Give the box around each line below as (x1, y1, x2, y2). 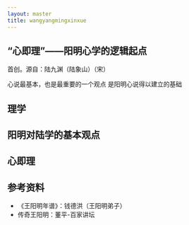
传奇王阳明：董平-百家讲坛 (17, 210, 95, 219)
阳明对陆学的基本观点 (7, 129, 100, 142)
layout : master (7, 10, 52, 18)
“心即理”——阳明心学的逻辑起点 (7, 45, 147, 57)
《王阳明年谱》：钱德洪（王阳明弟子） (17, 202, 126, 210)
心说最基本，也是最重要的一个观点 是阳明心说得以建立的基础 (7, 80, 182, 88)
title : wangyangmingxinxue (7, 17, 87, 24)
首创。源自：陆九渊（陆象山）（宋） (7, 65, 109, 74)
